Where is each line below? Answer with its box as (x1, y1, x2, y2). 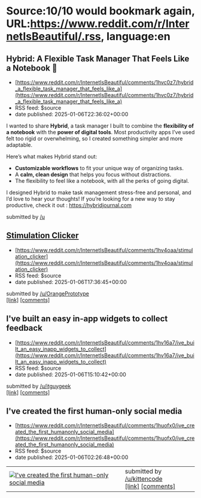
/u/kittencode (124, 475, 163, 483)
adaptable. (6, 141, 33, 148)
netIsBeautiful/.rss (6, 30, 102, 43)
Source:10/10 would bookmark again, (6, 4, 195, 18)
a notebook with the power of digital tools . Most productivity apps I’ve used (6, 129, 195, 135)
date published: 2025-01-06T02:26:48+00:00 (14, 454, 129, 461)
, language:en (100, 30, 170, 43)
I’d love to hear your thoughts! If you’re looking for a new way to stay (6, 195, 175, 202)
